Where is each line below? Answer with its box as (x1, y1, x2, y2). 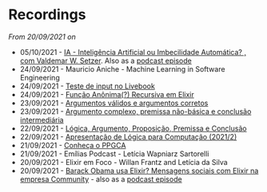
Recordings (8, 6, 86, 24)
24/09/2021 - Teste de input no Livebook (19, 81, 156, 91)
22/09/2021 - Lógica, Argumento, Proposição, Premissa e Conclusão (19, 123, 247, 133)
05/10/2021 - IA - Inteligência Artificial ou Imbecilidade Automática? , (19, 47, 246, 57)
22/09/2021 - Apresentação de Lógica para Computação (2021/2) (19, 131, 237, 141)
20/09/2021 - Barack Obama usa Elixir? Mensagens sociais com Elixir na (19, 166, 259, 175)
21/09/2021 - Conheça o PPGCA (19, 140, 126, 150)
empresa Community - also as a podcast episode (19, 174, 182, 184)
